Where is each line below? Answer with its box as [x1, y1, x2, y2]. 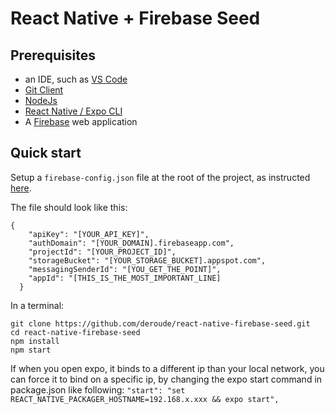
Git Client [24, 84, 64, 96]
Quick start [10, 145, 82, 162]
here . [10, 182, 32, 194]
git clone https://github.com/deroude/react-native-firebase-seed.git [10, 318, 311, 329]
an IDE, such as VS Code [24, 73, 128, 85]
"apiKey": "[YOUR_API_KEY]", [28, 229, 150, 239]
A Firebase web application [24, 116, 138, 127]
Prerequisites [10, 47, 96, 64]
